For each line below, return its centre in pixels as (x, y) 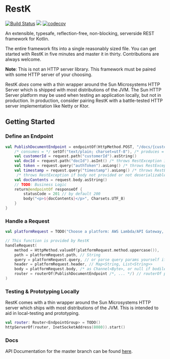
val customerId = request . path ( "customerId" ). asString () (76, 156)
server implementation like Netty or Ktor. (48, 106)
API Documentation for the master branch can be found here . (69, 351)
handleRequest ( (21, 245)
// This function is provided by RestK (47, 241)
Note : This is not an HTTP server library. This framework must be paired (80, 69)
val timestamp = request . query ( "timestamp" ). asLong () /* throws (83, 170)
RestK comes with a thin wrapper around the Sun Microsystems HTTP (78, 303)
